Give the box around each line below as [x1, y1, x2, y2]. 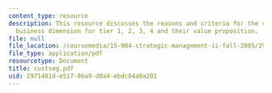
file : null [8, 34, 45, 43]
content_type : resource [8, 11, 89, 20]
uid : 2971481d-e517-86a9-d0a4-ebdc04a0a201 [8, 72, 158, 80]
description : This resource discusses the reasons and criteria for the [8, 19, 259, 27]
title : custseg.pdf [8, 65, 74, 73]
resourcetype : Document [8, 57, 89, 66]
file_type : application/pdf [8, 49, 104, 57]
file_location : [8, 42, 60, 50]
